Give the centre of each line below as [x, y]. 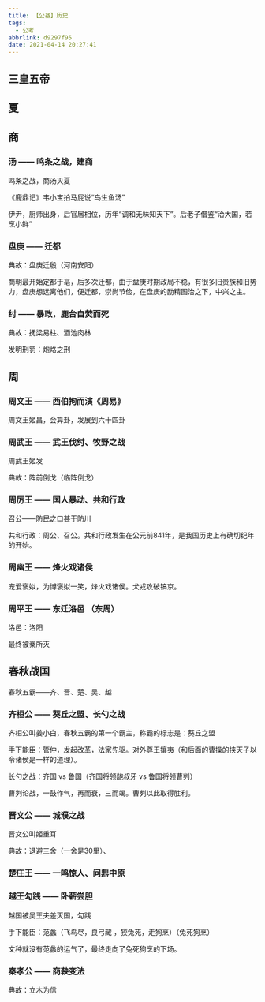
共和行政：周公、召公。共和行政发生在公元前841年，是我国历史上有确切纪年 [131, 535]
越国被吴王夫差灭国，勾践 [50, 915]
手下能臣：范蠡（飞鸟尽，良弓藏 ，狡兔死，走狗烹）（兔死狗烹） [111, 932]
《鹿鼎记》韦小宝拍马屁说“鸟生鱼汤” [67, 197]
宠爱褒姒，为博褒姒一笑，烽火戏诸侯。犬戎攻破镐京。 [95, 586]
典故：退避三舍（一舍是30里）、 [59, 851]
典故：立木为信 [32, 989]
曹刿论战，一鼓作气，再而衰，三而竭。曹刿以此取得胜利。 [101, 793]
